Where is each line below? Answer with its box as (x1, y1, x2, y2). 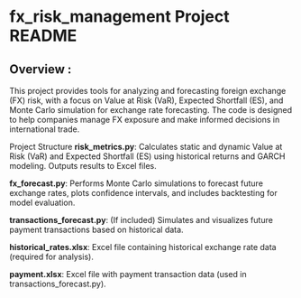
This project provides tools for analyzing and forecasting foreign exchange (9, 86, 287, 96)
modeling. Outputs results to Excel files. (9, 161, 157, 171)
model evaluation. (9, 197, 76, 208)
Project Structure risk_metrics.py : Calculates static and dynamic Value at (9, 142, 283, 152)
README (9, 25, 78, 46)
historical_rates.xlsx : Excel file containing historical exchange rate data (9, 242, 277, 252)
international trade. (9, 124, 80, 135)
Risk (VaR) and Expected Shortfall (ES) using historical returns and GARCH (9, 151, 286, 162)
